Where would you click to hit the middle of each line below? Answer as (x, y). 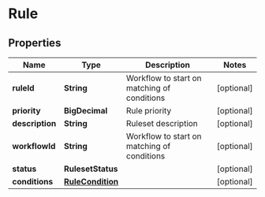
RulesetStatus (91, 169)
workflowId (34, 146)
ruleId (23, 88)
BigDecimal (86, 111)
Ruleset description (162, 123)
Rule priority (149, 111)
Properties (35, 43)
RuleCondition (91, 182)
